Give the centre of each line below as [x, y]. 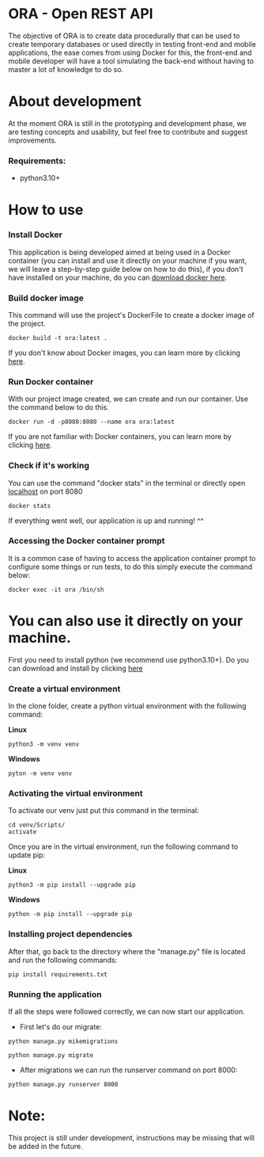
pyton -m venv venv [40, 773]
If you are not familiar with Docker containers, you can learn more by [120, 437]
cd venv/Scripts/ [37, 825]
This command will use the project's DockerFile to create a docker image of [132, 315]
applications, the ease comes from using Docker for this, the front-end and [130, 52]
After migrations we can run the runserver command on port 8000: [128, 1070]
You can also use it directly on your [126, 621]
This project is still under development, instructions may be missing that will [132, 1137]
